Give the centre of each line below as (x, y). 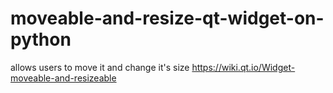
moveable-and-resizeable (63, 78)
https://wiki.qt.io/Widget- (243, 67)
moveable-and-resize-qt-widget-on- (167, 18)
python (41, 39)
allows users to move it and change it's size (100, 67)
